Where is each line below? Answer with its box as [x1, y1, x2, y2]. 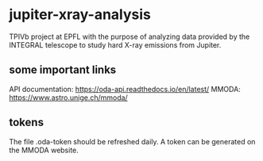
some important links [9, 63, 117, 77]
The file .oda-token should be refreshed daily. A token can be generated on [9, 136, 256, 146]
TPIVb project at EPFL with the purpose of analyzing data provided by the [9, 32, 250, 41]
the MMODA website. [9, 145, 79, 155]
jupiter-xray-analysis [9, 6, 152, 24]
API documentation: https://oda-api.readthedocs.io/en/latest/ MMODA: [9, 84, 241, 94]
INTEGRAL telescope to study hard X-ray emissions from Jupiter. [9, 40, 222, 49]
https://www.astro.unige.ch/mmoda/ [9, 93, 128, 102]
